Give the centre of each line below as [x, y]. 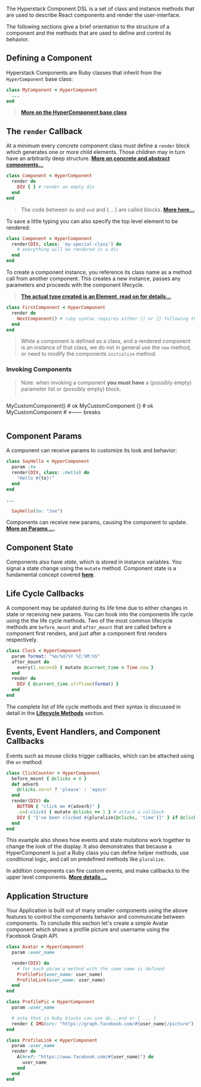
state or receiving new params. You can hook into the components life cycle [100, 614]
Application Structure [47, 896]
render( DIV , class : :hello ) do [51, 473]
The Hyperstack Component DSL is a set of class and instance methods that [100, 9]
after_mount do [31, 662]
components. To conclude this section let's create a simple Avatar [87, 923]
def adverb [25, 784]
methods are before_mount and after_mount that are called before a [89, 627]
